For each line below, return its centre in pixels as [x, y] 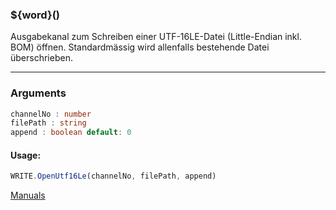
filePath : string [48, 123]
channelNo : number [51, 114]
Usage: [26, 155]
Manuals [28, 195]
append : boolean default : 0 [71, 133]
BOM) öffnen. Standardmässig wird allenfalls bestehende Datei [140, 47]
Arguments [38, 93]
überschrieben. [41, 58]
